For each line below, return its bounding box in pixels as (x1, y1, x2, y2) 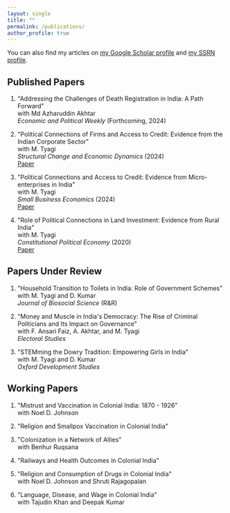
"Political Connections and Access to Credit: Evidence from (17, 173, 187, 181)
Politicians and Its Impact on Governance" (17, 319, 137, 328)
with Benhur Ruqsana (17, 442, 79, 451)
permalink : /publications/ (7, 23, 85, 30)
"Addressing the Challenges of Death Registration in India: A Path (17, 94, 204, 103)
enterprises (17, 180, 51, 189)
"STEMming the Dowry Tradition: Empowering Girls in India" (17, 348, 189, 356)
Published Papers (7, 76, 85, 87)
